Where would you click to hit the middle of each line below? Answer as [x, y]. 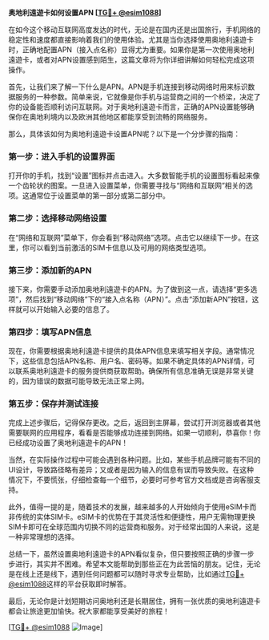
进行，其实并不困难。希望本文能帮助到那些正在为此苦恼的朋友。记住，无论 [138, 564]
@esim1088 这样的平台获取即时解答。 [70, 584]
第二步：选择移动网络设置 [58, 218]
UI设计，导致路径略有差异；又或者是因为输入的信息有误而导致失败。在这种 [131, 470]
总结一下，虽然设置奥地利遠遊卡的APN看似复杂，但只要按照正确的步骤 [124, 554]
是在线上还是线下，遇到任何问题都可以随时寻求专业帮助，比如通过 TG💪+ [126, 574]
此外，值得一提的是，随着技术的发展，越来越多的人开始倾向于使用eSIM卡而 [132, 507]
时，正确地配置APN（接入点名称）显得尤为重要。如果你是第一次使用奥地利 [131, 50]
